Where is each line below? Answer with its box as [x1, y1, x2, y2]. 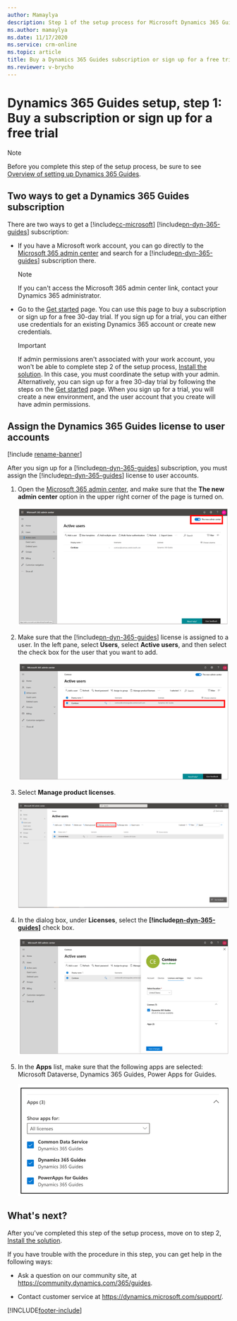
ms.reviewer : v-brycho [7, 64, 74, 71]
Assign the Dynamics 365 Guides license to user [7, 420, 226, 432]
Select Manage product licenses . [17, 788, 116, 797]
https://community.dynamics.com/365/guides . [17, 1279, 153, 1287]
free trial [7, 124, 59, 141]
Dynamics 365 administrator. [17, 291, 102, 300]
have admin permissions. [17, 400, 90, 408]
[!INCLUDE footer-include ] [7, 1305, 83, 1315]
